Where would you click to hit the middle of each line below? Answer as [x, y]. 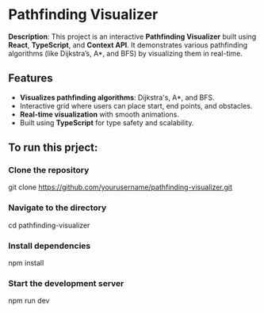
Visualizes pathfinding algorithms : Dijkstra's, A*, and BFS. [117, 97]
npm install [26, 263]
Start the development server [66, 283]
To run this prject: [53, 148]
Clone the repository [49, 170]
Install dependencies [50, 246]
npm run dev [29, 301]
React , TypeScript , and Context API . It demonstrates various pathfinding [128, 44]
